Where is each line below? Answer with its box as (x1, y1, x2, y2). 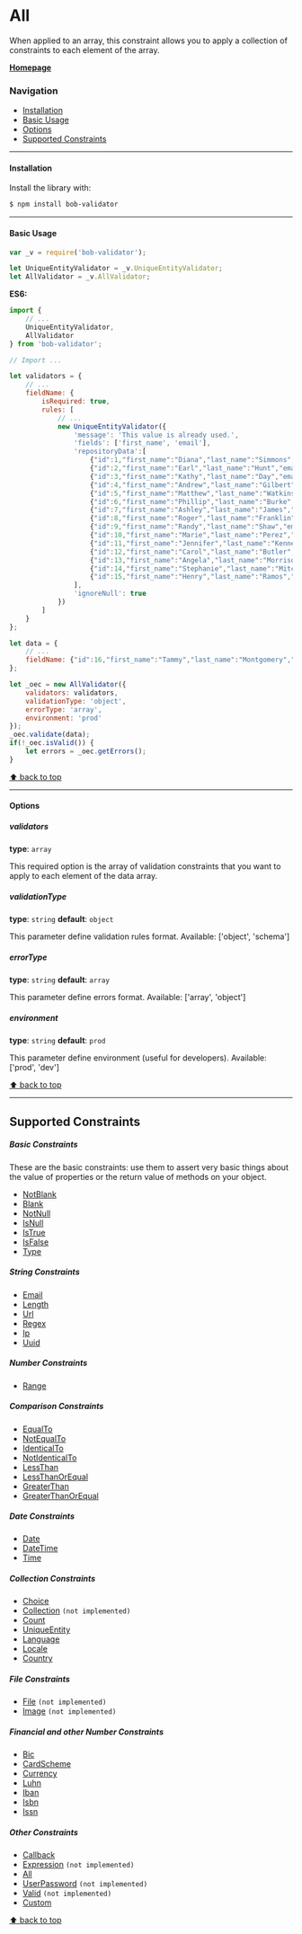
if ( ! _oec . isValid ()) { (9, 739, 94, 748)
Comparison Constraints (9, 1401, 104, 1412)
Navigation (9, 84, 58, 97)
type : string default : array (9, 974, 111, 985)
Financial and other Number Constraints (9, 1726, 164, 1737)
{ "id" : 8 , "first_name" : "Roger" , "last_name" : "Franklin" (89, 514, 296, 523)
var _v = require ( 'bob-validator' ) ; (9, 248, 147, 257)
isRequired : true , (41, 397, 111, 406)
